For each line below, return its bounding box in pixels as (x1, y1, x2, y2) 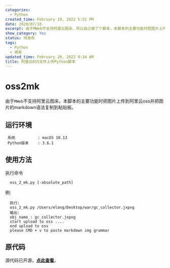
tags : (5, 40, 17, 45)
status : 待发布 (5, 36, 35, 41)
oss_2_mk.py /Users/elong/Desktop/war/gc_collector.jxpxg (10, 205, 135, 210)
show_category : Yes (5, 31, 47, 36)
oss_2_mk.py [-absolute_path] (10, 180, 73, 185)
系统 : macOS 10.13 (7, 135, 67, 140)
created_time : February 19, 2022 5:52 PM (5, 17, 94, 22)
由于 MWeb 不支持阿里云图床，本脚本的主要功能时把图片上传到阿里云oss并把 (5, 98, 159, 104)
